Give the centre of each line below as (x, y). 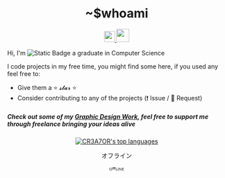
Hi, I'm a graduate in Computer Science (86, 53)
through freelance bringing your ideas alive (72, 124)
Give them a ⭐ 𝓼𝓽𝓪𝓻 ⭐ (47, 87)
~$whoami (117, 14)
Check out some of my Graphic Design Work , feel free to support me (108, 116)
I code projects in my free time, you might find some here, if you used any (113, 66)
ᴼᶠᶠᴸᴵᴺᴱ (117, 170)
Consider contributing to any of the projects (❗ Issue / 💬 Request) (110, 98)
